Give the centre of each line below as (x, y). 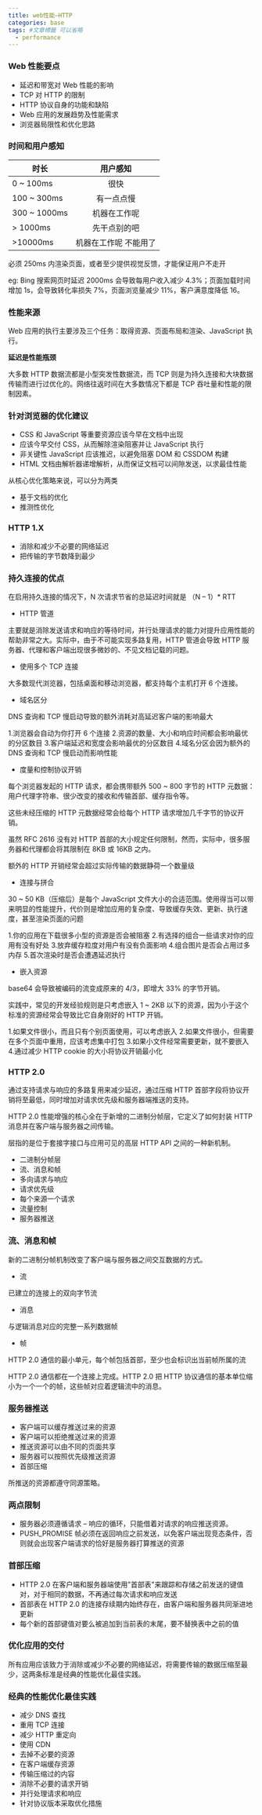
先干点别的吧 (116, 228)
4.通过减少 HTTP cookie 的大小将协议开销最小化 (85, 1051)
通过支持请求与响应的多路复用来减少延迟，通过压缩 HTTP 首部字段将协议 (126, 1090)
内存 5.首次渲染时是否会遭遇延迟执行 (67, 955)
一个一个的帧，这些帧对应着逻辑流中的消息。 (93, 1386)
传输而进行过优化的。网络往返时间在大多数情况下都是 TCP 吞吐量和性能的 (126, 384)
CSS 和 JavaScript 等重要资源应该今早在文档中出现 (101, 435)
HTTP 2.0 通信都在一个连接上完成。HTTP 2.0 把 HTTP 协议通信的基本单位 (127, 1376)
